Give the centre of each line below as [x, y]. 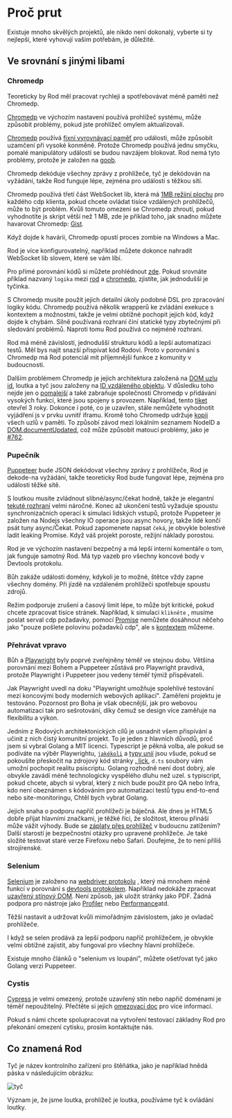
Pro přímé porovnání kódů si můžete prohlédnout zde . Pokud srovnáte [107, 271]
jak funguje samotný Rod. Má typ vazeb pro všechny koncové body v [106, 556]
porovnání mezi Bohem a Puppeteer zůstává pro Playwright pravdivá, [106, 668]
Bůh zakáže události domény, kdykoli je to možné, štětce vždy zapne [106, 577]
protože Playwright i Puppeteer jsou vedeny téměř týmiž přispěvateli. [106, 675]
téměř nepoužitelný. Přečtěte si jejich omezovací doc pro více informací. [110, 1006]
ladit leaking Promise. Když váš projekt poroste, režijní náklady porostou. [111, 535]
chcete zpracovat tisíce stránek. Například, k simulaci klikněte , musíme [110, 612]
